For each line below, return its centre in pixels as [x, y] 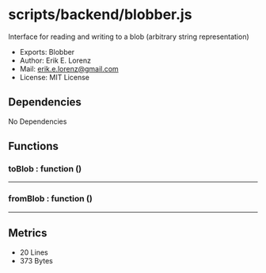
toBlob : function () [45, 169]
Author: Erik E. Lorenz [55, 60]
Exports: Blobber [47, 52]
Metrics [28, 233]
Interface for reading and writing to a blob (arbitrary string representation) [129, 37]
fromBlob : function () [50, 198]
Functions [34, 146]
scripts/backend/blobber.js [100, 15]
